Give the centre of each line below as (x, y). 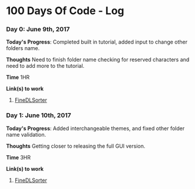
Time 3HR (19, 157)
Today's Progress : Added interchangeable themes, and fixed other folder (95, 128)
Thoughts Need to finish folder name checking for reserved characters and (98, 59)
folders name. (23, 48)
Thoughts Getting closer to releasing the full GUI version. (76, 146)
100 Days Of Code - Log (65, 11)
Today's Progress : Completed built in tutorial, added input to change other (97, 42)
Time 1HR (18, 77)
